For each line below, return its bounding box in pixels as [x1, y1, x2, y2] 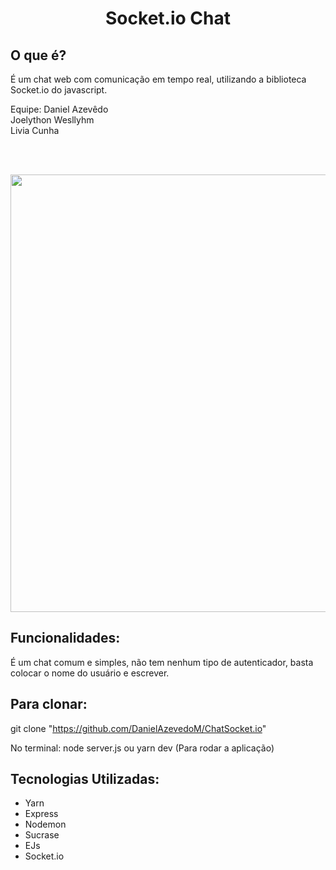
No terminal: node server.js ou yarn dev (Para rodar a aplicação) [10, 742, 275, 754]
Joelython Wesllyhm [10, 114, 95, 126]
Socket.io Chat [105, 7, 231, 30]
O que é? [10, 47, 67, 64]
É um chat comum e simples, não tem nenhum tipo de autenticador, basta [10, 656, 314, 668]
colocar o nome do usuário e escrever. [10, 667, 170, 679]
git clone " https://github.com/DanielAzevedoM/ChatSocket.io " [10, 722, 267, 734]
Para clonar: [10, 696, 88, 713]
